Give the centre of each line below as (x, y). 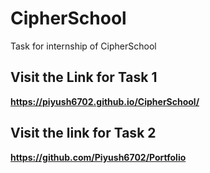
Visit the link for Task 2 (83, 133)
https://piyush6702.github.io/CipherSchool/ (105, 101)
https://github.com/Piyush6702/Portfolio (98, 157)
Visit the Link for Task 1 (84, 77)
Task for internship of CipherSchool (83, 46)
